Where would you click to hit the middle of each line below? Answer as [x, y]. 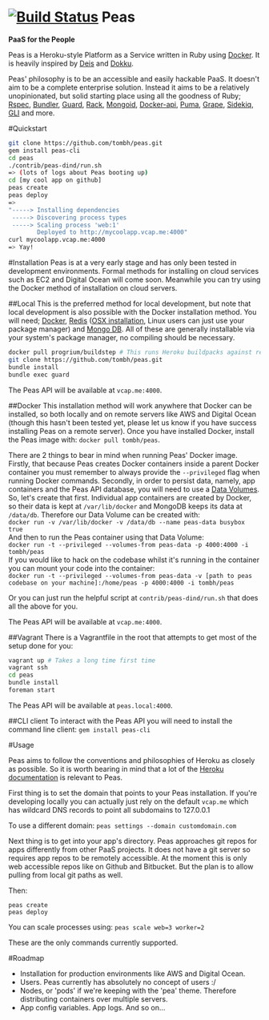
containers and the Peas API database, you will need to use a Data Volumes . [134, 489]
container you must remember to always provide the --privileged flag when [134, 472]
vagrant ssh [28, 668]
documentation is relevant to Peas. [65, 777]
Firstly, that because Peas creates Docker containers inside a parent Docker [134, 464]
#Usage [21, 745]
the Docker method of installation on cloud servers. [93, 288]
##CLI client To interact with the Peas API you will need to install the [120, 721]
